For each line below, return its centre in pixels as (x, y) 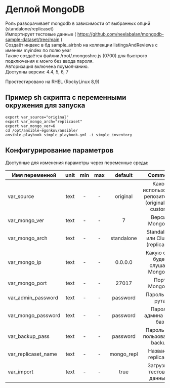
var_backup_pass (29, 336)
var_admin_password (33, 297)
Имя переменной (34, 175)
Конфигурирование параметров (59, 150)
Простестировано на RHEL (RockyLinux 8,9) (52, 82)
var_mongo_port (27, 283)
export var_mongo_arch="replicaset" (44, 122)
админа (154, 315)
